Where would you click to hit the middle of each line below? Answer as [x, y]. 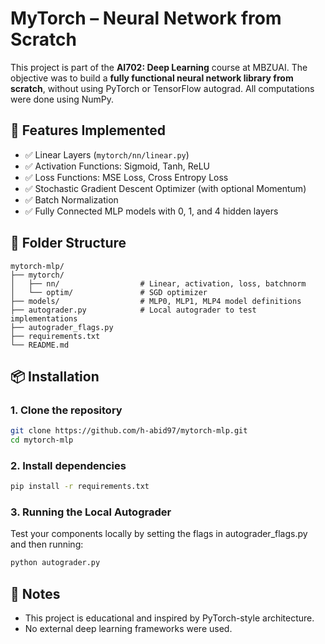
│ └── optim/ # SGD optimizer [109, 292]
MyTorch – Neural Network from [146, 18]
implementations [44, 318]
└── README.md [40, 345]
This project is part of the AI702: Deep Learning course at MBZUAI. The [159, 67]
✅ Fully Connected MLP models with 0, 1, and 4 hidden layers [151, 211]
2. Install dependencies [68, 465]
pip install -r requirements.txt [80, 487]
